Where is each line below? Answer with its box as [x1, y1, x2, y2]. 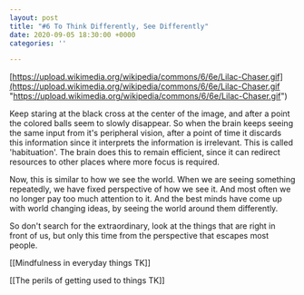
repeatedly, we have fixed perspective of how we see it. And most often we [9, 183, 291, 195]
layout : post [9, 13, 59, 23]
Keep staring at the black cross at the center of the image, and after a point [9, 108, 290, 119]
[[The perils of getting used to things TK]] [9, 275, 165, 286]
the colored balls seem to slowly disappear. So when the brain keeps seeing [9, 118, 293, 129]
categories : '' [9, 38, 67, 48]
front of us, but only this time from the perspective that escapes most [9, 231, 270, 241]
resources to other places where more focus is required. [9, 156, 221, 168]
